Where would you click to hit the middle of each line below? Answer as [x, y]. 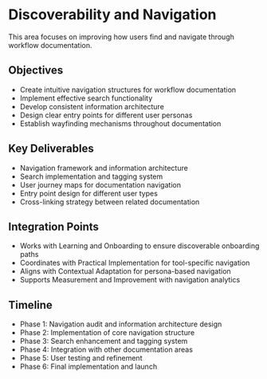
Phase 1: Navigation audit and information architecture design [121, 324]
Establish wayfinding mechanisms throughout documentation [120, 123]
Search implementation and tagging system [91, 176]
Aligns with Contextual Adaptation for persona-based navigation [125, 271]
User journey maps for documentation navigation [100, 184]
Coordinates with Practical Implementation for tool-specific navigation [135, 263]
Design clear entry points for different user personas [106, 115]
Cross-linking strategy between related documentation [110, 202]
